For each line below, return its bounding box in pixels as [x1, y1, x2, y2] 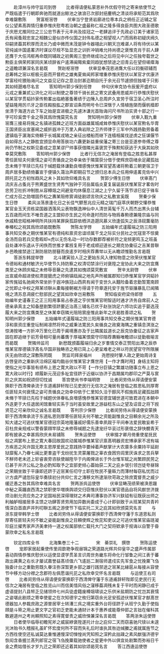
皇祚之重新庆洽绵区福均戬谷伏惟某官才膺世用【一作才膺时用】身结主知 [13, 359, 155, 364]
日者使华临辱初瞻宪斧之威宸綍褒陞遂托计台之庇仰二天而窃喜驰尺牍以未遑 [13, 619, 159, 625]
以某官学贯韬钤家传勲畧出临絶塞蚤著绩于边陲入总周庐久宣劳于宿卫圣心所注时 [5, 96, 159, 102]
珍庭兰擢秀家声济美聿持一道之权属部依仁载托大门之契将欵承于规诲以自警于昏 [5, 523, 159, 529]
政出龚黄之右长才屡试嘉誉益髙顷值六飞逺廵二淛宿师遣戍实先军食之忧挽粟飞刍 [5, 558, 159, 564]
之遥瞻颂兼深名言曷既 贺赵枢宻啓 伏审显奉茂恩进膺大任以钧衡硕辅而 [5, 65, 157, 71]
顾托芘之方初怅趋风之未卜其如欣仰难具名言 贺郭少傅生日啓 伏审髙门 [5, 175, 157, 181]
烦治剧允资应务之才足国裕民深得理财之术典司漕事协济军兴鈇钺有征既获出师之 [5, 493, 159, 498]
